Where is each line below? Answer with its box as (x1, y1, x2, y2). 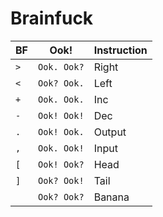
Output (93, 125, 127, 139)
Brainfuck (10, 7, 94, 30)
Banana (93, 190, 130, 204)
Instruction (93, 43, 148, 57)
